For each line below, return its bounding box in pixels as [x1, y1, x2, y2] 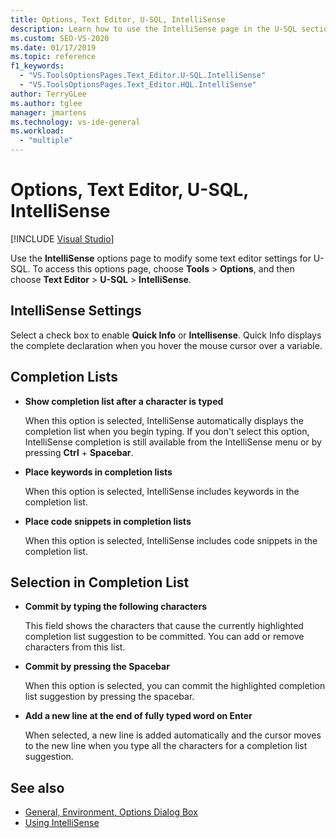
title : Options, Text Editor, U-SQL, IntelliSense [10, 14, 226, 25]
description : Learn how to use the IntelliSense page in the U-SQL [10, 24, 298, 34]
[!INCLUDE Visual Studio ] [10, 232, 115, 245]
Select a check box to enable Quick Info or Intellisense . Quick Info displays [10, 329, 322, 341]
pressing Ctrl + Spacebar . [24, 446, 134, 458]
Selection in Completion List [10, 574, 190, 591]
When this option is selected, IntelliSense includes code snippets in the [24, 534, 318, 546]
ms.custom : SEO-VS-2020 [10, 33, 110, 43]
